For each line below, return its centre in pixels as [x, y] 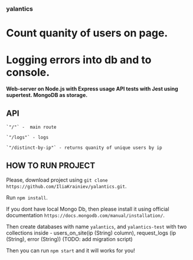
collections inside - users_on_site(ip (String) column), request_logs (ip [91, 233]
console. [28, 73]
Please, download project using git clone [57, 180]
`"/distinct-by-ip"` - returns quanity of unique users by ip [84, 148]
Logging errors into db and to [79, 60]
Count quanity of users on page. [87, 33]
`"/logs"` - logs [27, 137]
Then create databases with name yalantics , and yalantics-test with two [97, 226]
